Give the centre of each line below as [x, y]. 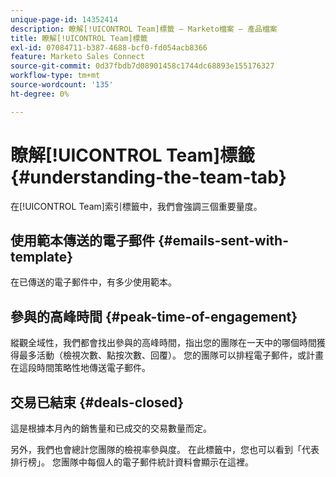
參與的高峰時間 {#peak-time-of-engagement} [154, 316]
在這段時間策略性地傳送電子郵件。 [80, 368]
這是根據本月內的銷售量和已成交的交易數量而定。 [111, 428]
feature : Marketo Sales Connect [77, 57]
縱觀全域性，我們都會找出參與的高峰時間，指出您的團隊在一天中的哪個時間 [163, 343]
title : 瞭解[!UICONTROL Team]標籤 [79, 38]
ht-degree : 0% [40, 94]
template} [42, 256]
